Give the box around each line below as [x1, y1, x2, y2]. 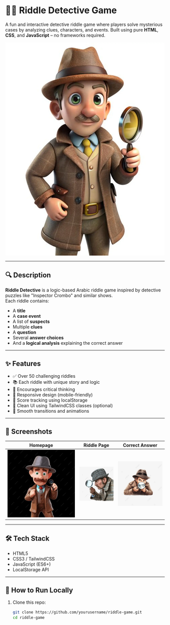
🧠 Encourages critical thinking [12, 386, 75, 392]
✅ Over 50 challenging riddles [12, 373, 76, 379]
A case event [12, 313, 41, 319]
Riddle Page [83, 442, 110, 448]
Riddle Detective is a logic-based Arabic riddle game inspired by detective [5, 287, 161, 293]
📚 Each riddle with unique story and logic [12, 379, 100, 385]
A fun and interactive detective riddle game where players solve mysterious [5, 21, 163, 27]
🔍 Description [5, 271, 51, 280]
